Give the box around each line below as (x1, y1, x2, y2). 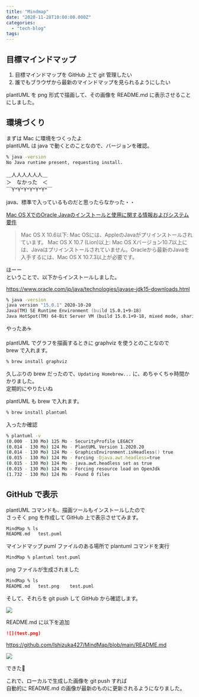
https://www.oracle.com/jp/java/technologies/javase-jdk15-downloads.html (6, 285, 190, 292)
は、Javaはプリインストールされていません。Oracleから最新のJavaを (20, 246, 190, 253)
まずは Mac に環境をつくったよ (6, 134, 82, 141)
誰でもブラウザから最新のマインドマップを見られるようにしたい (14, 78, 171, 86)
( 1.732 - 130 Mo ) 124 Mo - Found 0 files (6, 471, 110, 477)
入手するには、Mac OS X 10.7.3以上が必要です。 (20, 253, 138, 260)
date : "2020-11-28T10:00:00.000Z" (6, 14, 92, 20)
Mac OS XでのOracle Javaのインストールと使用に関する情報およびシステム (6, 211, 190, 218)
